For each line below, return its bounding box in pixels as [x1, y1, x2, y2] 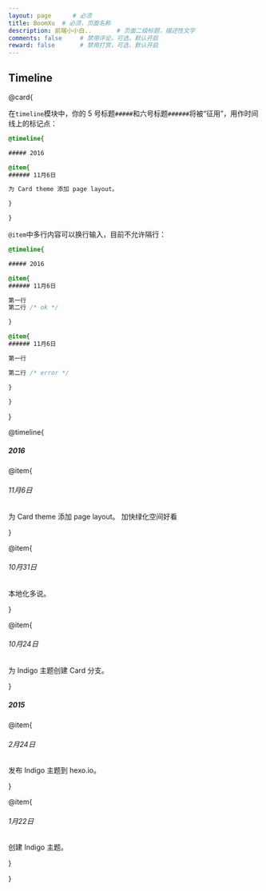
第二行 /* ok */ [8, 304, 59, 312]
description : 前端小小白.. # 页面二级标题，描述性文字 [8, 26, 196, 34]
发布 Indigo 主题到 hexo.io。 [8, 766, 101, 775]
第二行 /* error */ [8, 368, 69, 376]
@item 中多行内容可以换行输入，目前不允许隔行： [8, 229, 166, 240]
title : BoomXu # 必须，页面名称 [8, 19, 111, 27]
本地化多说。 [8, 588, 50, 598]
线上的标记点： [8, 118, 58, 128]
